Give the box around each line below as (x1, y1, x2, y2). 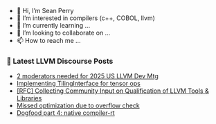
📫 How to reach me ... (16, 37, 81, 44)
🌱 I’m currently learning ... (16, 21, 91, 29)
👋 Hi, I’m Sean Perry (16, 7, 74, 15)
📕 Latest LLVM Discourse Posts (6, 56, 114, 66)
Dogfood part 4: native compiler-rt (16, 109, 115, 117)
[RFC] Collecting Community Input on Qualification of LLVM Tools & (16, 87, 209, 95)
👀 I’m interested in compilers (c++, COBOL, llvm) (16, 14, 155, 22)
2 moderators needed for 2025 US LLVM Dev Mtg (16, 72, 159, 80)
